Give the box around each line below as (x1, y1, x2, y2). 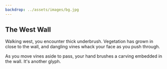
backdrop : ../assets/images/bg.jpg (5, 7, 79, 12)
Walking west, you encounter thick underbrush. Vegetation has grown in (5, 38, 154, 44)
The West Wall (5, 26, 51, 34)
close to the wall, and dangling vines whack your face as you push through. (5, 44, 161, 50)
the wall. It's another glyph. (5, 59, 61, 65)
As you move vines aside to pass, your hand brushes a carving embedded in (5, 53, 163, 59)
